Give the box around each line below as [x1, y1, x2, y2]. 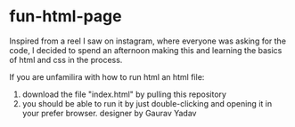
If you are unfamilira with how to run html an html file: [9, 71, 205, 82]
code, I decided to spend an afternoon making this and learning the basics [9, 44, 283, 55]
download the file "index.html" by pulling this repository [21, 89, 227, 99]
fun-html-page [9, 6, 122, 27]
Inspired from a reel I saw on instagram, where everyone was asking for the [9, 36, 287, 46]
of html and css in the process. [9, 54, 123, 65]
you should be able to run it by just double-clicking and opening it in [21, 98, 273, 108]
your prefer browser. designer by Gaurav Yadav [21, 107, 197, 118]
